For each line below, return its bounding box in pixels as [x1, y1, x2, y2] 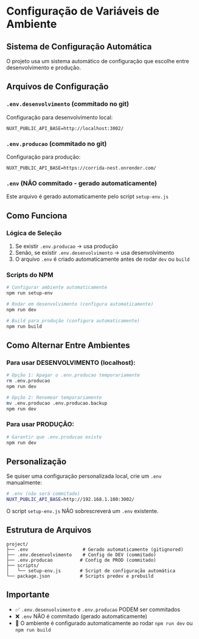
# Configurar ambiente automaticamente [6, 285, 108, 291]
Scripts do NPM [6, 271, 54, 279]
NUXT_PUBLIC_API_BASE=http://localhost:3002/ [6, 125, 124, 131]
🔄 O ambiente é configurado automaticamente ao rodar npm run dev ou [15, 619, 193, 627]
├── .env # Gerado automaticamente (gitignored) [6, 546, 184, 553]
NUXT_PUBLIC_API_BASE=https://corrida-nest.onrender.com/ [6, 165, 156, 171]
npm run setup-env [6, 290, 53, 296]
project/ [6, 541, 29, 547]
